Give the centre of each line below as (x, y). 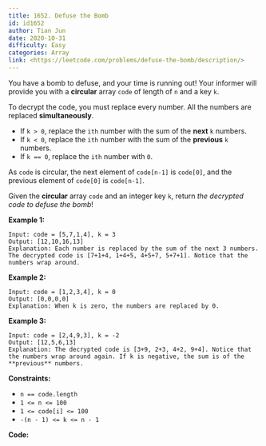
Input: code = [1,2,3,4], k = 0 (62, 292)
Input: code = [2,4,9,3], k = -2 (64, 335)
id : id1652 (26, 23)
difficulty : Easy (37, 46)
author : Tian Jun (37, 30)
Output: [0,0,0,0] (39, 299)
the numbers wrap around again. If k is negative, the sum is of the (127, 356)
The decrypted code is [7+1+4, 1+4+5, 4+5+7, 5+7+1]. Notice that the (128, 255)
